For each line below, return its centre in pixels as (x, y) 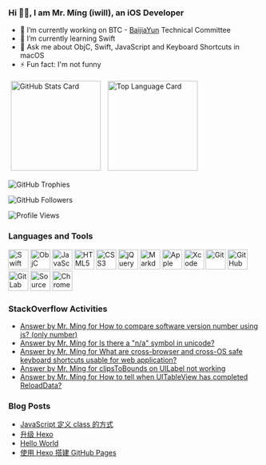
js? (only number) (49, 334)
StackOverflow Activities (58, 309)
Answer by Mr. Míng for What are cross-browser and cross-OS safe (131, 351)
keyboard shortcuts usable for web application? (98, 360)
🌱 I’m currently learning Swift (67, 38)
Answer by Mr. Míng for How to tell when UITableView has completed (134, 376)
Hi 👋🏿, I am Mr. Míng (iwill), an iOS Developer (96, 13)
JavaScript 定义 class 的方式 (66, 424)
